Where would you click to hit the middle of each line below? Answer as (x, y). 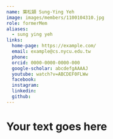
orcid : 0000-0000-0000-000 (46, 63)
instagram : (26, 86)
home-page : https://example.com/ (54, 46)
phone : (20, 57)
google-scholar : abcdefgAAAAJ (50, 68)
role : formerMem (27, 23)
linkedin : (24, 91)
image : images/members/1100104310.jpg (55, 18)
